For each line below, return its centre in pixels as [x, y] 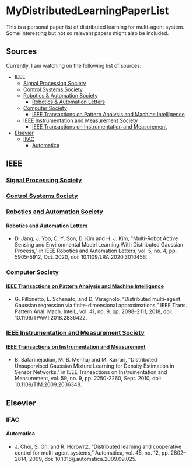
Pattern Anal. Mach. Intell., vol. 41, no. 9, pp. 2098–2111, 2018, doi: [93, 311]
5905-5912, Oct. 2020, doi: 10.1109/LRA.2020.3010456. [81, 257]
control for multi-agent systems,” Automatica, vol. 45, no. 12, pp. [92, 453]
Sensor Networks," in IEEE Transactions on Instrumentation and [91, 372]
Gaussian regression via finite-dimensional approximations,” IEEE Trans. [101, 306]
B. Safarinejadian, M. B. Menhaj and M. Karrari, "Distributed [86, 360]
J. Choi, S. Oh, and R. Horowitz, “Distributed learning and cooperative [98, 446]
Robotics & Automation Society [60, 95]
